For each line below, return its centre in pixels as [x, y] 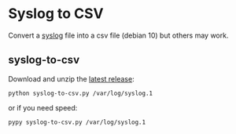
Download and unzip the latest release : [72, 78]
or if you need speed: [43, 107]
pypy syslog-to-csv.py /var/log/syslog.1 [77, 122]
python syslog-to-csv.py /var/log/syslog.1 [81, 93]
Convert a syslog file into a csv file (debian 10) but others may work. [118, 35]
